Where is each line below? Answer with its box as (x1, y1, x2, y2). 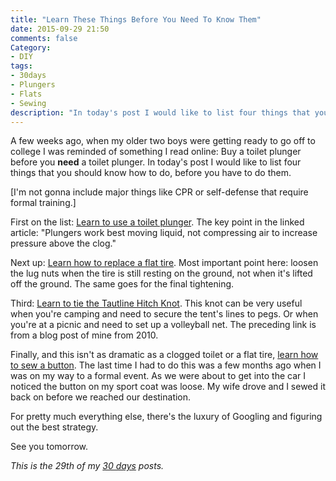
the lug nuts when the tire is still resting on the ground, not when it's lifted (10, 267, 313, 280)
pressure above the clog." (10, 237, 117, 250)
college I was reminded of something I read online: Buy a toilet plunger (10, 146, 302, 158)
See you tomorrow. (10, 441, 89, 453)
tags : (10, 61, 33, 71)
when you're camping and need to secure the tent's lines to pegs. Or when (10, 308, 319, 320)
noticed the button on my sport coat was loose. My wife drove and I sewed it (10, 381, 326, 393)
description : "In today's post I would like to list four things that (10, 107, 311, 118)
